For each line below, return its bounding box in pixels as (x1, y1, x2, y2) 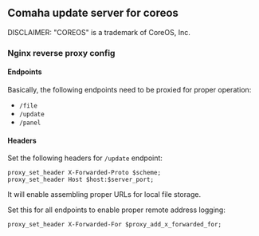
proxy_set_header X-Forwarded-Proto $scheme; (7, 169, 161, 177)
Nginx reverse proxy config (7, 47, 116, 58)
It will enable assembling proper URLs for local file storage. (7, 190, 201, 199)
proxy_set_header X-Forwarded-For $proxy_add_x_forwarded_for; (7, 221, 222, 229)
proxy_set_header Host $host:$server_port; (7, 175, 155, 184)
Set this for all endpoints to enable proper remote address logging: (7, 205, 226, 214)
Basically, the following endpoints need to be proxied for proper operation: (7, 85, 252, 94)
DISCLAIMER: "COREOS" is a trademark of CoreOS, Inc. (7, 27, 190, 37)
